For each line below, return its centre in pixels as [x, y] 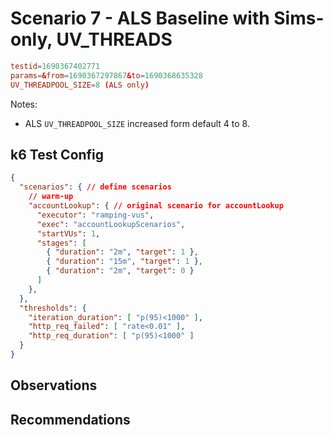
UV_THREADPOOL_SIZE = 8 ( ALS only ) [80, 85]
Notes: [24, 104]
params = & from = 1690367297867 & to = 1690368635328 [106, 75]
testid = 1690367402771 [55, 66]
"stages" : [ [61, 243]
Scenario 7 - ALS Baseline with [140, 18]
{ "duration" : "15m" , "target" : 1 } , [125, 262]
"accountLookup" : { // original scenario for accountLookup [156, 206]
